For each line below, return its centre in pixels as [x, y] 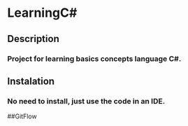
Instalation [31, 81]
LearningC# [42, 13]
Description [33, 39]
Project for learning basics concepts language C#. [94, 59]
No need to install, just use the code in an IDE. [86, 101]
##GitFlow [22, 116]
